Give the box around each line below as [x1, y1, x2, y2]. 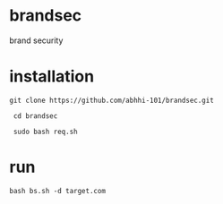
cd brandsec [13, 111, 58, 121]
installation [9, 66, 95, 87]
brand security [9, 35, 64, 46]
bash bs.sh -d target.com [9, 186, 106, 195]
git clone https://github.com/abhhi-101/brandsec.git [9, 96, 215, 105]
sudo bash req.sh [13, 127, 78, 136]
